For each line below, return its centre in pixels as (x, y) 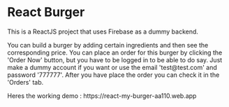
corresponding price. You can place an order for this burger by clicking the (115, 52)
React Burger (46, 12)
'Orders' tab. (25, 82)
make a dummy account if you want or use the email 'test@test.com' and (112, 67)
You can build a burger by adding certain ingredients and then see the (108, 45)
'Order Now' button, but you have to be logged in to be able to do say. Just (115, 59)
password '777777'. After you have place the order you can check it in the (113, 75)
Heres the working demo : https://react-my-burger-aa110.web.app (102, 96)
